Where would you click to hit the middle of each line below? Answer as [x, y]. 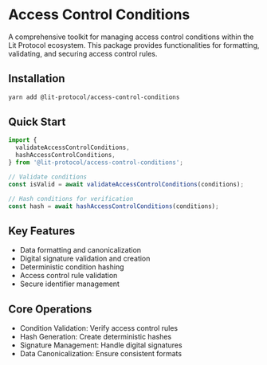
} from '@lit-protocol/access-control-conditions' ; [96, 163]
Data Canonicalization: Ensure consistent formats [100, 354]
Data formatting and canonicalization [80, 250]
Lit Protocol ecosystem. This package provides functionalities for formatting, [134, 45]
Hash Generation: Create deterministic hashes [96, 337]
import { [23, 140]
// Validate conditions [48, 177]
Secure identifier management [69, 284]
